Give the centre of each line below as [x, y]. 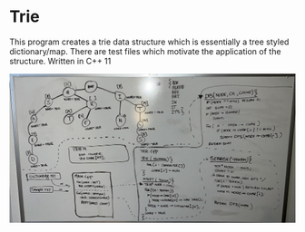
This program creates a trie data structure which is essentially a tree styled [149, 42]
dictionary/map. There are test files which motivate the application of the [145, 51]
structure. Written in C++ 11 [60, 61]
